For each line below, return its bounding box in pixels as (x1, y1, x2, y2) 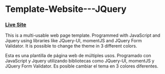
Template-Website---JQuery (5, 3, 127, 15)
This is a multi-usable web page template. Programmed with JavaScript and (5, 32, 161, 38)
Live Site (5, 21, 26, 28)
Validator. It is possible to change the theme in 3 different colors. (5, 43, 138, 49)
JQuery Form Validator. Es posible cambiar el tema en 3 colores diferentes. (5, 63, 159, 69)
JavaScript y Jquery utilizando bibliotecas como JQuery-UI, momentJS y (5, 58, 155, 64)
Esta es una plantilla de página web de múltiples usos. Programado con (5, 53, 152, 59)
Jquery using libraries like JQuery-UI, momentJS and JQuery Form (5, 38, 142, 44)
